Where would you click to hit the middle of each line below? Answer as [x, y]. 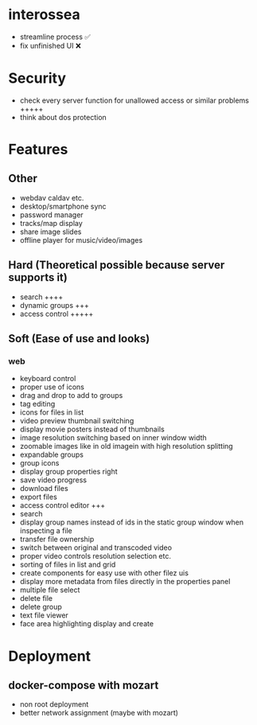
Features [38, 150]
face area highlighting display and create [86, 624]
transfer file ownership [57, 540]
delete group [41, 607]
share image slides [51, 232]
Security [37, 78]
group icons [39, 463]
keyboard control [48, 379]
